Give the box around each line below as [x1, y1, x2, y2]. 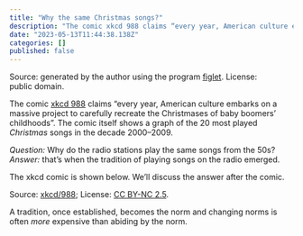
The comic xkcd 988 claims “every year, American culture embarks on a [9, 98, 278, 109]
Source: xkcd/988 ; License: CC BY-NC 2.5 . [9, 189, 170, 200]
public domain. [9, 81, 65, 92]
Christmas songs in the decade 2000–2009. [9, 127, 173, 138]
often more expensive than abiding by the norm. [9, 216, 188, 227]
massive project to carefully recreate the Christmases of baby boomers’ [9, 108, 277, 119]
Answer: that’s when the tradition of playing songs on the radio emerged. [9, 154, 280, 165]
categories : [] [9, 38, 67, 48]
